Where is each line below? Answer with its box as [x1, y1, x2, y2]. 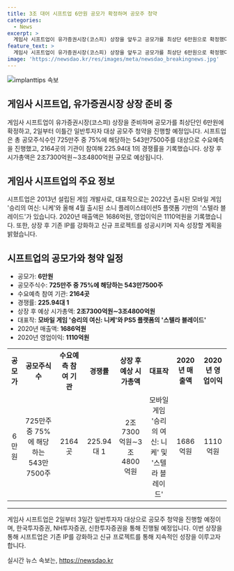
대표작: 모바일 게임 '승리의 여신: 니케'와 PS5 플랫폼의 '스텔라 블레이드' [17, 316, 207, 325]
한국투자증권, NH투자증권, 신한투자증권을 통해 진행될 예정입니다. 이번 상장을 [16, 524, 223, 533]
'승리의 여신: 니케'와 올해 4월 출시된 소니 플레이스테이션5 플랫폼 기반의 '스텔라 [7, 204, 219, 212]
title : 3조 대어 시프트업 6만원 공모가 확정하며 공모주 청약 [7, 10, 158, 17]
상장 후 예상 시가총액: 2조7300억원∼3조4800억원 [17, 307, 155, 316]
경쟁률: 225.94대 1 [17, 298, 70, 307]
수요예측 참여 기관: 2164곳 [17, 290, 90, 298]
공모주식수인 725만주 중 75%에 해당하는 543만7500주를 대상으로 [22, 135, 201, 144]
